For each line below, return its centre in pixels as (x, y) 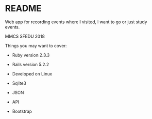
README (23, 8)
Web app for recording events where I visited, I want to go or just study (76, 22)
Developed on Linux (32, 74)
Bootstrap (22, 111)
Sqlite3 (19, 83)
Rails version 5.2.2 (31, 64)
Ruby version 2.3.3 (31, 55)
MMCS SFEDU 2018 (25, 36)
